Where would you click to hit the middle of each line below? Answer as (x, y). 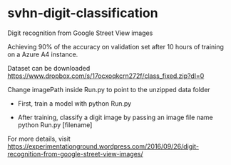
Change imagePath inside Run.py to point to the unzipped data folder (109, 89)
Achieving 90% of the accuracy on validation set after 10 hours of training (116, 46)
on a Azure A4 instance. (43, 54)
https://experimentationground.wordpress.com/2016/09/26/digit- (103, 146)
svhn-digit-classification (83, 13)
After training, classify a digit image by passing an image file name (115, 117)
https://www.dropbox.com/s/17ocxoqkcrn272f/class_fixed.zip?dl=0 (106, 76)
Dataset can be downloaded (49, 68)
